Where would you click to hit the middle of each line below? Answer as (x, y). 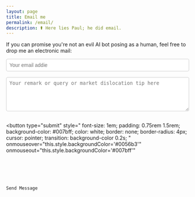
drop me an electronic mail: (39, 51)
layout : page (22, 11)
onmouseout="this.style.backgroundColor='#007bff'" (71, 151)
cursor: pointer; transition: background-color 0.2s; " (69, 138)
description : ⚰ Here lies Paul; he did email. (64, 28)
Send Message (22, 188)
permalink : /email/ (30, 22)
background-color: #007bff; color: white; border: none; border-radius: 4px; (97, 132)
